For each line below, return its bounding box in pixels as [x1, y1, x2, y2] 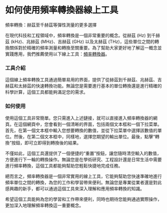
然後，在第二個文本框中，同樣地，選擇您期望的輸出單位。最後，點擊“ [13, 133, 156, 139]
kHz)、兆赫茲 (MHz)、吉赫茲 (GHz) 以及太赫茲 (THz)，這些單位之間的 [12, 38, 155, 45]
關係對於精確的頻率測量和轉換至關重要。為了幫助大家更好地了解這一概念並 [9, 45, 162, 51]
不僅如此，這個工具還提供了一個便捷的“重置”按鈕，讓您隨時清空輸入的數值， [5, 150, 162, 156]
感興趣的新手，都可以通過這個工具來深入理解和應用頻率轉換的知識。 [5, 185, 145, 191]
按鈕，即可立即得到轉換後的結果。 [11, 140, 82, 146]
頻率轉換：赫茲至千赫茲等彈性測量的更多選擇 [5, 22, 97, 28]
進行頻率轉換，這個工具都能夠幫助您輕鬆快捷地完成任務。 [5, 162, 123, 168]
